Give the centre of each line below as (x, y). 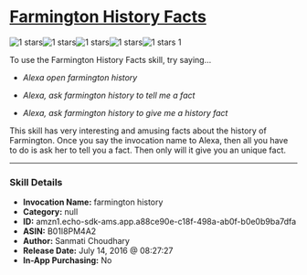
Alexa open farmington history (80, 77)
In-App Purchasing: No (67, 260)
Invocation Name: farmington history (93, 202)
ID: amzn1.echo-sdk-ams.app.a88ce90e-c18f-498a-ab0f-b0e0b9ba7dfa (159, 222)
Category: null (50, 212)
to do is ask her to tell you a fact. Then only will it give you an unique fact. (148, 150)
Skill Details (36, 182)
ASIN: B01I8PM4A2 (59, 231)
